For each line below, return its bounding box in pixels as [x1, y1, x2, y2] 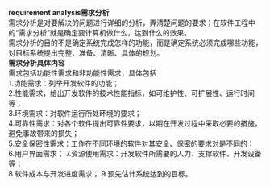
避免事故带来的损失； [8, 129, 79, 138]
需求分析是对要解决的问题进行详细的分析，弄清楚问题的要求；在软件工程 [8, 18, 248, 27]
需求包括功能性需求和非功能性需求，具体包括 [8, 68, 157, 77]
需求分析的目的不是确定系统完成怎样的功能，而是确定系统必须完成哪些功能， [8, 38, 263, 48]
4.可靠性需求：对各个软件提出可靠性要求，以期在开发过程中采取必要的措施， [8, 118, 262, 128]
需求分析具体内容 [8, 58, 65, 68]
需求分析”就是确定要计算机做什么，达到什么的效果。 [19, 28, 192, 37]
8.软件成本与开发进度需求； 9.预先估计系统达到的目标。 [8, 169, 193, 178]
